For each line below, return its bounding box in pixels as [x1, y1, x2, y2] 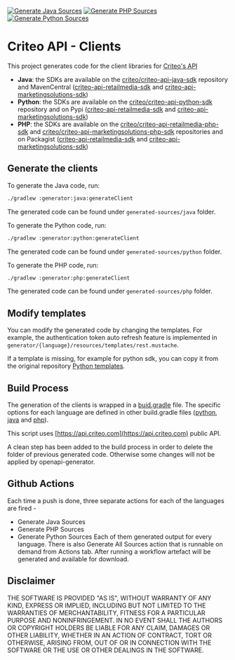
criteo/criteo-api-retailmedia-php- [120, 120, 220, 128]
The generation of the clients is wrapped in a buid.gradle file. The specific [7, 401, 221, 409]
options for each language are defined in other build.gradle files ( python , [7, 408, 217, 416]
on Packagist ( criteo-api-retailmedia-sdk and [17, 135, 148, 143]
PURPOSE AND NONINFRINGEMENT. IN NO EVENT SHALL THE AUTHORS [7, 616, 223, 624]
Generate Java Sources [17, 517, 86, 525]
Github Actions [7, 478, 75, 490]
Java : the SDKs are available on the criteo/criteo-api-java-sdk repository [17, 75, 228, 83]
